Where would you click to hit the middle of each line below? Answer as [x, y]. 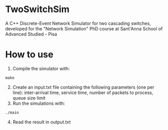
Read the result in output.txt [41, 122]
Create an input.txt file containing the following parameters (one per [83, 87]
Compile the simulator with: [41, 68]
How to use [29, 55]
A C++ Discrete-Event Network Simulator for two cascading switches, [78, 23]
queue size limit [29, 98]
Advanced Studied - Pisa [31, 34]
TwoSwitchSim [37, 9]
